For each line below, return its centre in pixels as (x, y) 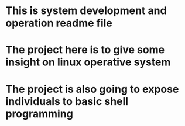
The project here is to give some (85, 50)
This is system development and (86, 11)
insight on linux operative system (88, 62)
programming (40, 113)
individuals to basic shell (67, 101)
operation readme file (59, 23)
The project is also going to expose (92, 89)
